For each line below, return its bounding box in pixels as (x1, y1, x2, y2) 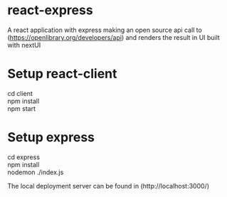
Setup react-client (7, 66, 117, 82)
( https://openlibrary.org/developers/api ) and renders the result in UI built (7, 33, 221, 41)
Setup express (7, 129, 95, 146)
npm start (7, 104, 36, 112)
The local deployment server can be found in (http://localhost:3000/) (7, 181, 210, 190)
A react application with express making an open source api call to (7, 26, 203, 34)
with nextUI (7, 41, 41, 49)
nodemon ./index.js (7, 168, 64, 176)
